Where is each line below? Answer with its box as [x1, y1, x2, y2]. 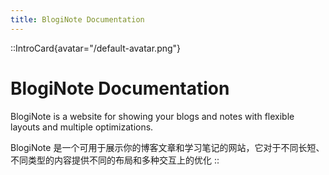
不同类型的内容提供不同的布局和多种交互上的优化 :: [10, 154, 220, 166]
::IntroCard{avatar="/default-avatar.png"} [10, 42, 182, 54]
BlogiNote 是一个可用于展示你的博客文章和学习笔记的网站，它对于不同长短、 [10, 141, 325, 153]
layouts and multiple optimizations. [10, 121, 154, 133]
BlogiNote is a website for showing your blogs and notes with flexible [10, 110, 295, 122]
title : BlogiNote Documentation [10, 14, 145, 25]
